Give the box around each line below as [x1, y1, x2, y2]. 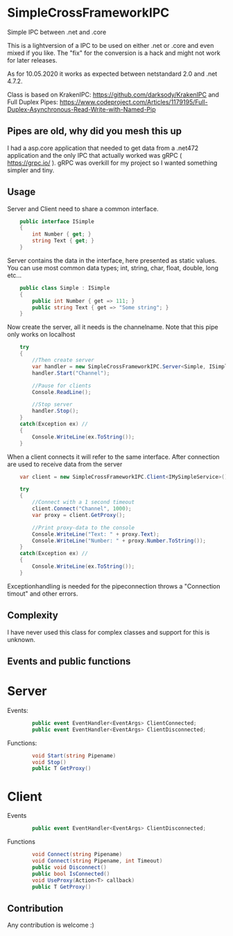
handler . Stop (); [32, 408, 79, 415]
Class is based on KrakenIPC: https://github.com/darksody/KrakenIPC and [7, 90, 220, 99]
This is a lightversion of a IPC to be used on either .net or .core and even [7, 41, 214, 49]
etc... [7, 271, 22, 279]
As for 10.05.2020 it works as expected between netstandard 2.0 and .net [7, 69, 218, 78]
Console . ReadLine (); [32, 388, 92, 395]
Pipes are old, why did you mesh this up [7, 125, 182, 137]
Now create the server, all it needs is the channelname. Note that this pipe [7, 323, 218, 331]
